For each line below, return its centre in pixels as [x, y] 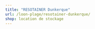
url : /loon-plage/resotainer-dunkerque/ [48, 14]
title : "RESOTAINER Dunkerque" [38, 10]
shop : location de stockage [34, 19]
